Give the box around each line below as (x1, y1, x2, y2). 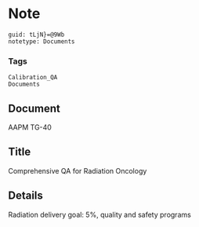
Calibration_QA (8, 74, 58, 82)
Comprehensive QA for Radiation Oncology (8, 166, 147, 175)
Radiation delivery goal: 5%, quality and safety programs (8, 210, 192, 219)
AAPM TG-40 (8, 123, 52, 132)
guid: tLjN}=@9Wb (8, 31, 65, 38)
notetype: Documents (8, 37, 76, 46)
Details (8, 189, 43, 203)
